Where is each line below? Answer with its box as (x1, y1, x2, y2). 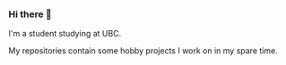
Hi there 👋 (8, 8, 53, 20)
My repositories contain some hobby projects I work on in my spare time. (8, 45, 279, 56)
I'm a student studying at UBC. (8, 28, 122, 39)
